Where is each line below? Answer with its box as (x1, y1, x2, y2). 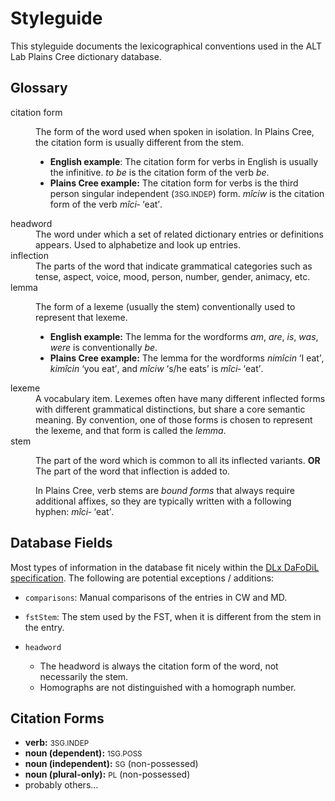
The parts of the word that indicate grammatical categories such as (35, 260, 313, 272)
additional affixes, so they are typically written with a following (35, 495, 292, 507)
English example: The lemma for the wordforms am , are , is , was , (49, 330, 319, 342)
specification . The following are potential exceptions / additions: (10, 572, 275, 584)
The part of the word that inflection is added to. (35, 465, 231, 477)
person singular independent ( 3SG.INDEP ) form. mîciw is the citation (49, 187, 325, 199)
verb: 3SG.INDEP (24, 737, 90, 749)
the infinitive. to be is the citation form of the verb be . (49, 166, 270, 178)
